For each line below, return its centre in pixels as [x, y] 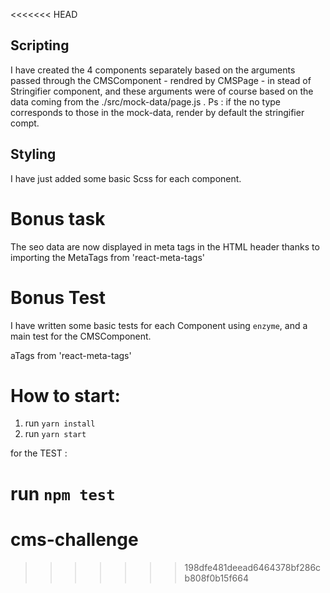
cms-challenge [74, 539]
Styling [33, 154]
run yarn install [60, 423]
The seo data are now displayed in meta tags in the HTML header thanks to [165, 246]
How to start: [65, 395]
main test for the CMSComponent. [81, 336]
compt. [25, 123]
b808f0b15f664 [217, 578]
